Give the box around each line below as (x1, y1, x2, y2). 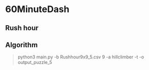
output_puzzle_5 (17, 59, 52, 65)
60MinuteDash (5, 4, 69, 15)
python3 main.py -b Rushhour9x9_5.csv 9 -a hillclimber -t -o (17, 54, 144, 60)
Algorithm (5, 40, 38, 49)
